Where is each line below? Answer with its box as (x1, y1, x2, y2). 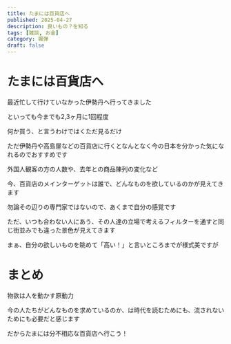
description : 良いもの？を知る (7, 23, 89, 30)
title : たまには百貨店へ (7, 10, 70, 17)
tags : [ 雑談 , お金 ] (7, 29, 59, 36)
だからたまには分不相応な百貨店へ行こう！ (7, 329, 128, 337)
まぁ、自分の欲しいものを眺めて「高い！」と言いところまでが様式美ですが (7, 240, 219, 248)
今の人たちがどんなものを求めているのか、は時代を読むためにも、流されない (7, 305, 225, 314)
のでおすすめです (19, 150, 68, 158)
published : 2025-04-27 (7, 17, 72, 23)
